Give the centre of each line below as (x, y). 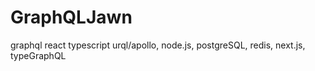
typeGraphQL (38, 55)
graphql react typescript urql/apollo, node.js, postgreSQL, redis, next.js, (158, 45)
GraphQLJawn (71, 17)
